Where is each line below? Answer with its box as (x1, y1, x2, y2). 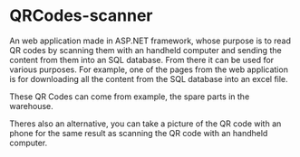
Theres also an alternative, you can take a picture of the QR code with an (9, 118, 282, 129)
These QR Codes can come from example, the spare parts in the (9, 91, 250, 102)
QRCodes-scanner (9, 5, 153, 26)
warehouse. (9, 100, 54, 111)
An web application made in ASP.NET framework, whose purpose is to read (9, 35, 292, 46)
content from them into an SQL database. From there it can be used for (9, 54, 275, 65)
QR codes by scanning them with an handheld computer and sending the (9, 44, 283, 55)
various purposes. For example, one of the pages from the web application (9, 64, 288, 75)
